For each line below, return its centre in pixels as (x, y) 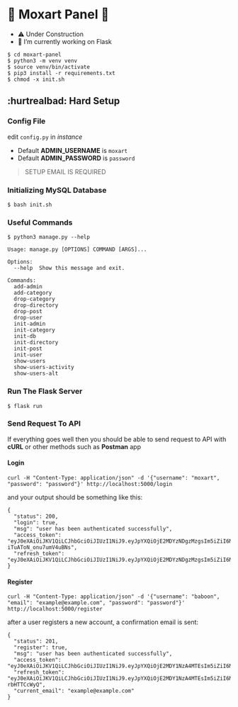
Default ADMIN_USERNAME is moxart (73, 150)
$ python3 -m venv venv (42, 61)
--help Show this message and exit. (69, 268)
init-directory (36, 343)
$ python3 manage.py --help (49, 237)
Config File (27, 121)
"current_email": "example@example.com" (74, 691)
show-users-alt (36, 374)
